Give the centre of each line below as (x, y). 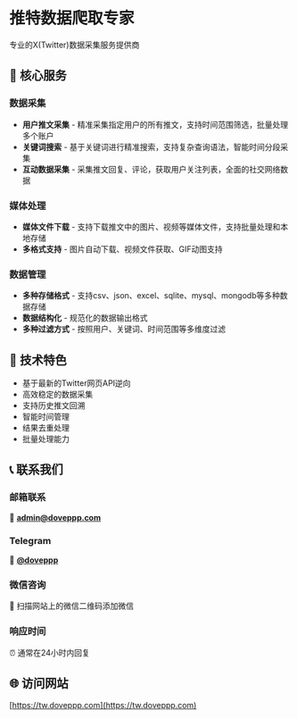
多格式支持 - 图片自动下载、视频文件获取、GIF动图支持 (122, 249)
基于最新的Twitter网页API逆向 (76, 383)
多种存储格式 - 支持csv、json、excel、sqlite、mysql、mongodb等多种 (151, 296)
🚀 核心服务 (38, 75)
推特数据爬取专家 (72, 18)
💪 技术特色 (38, 359)
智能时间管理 (45, 417)
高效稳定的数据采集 (58, 395)
